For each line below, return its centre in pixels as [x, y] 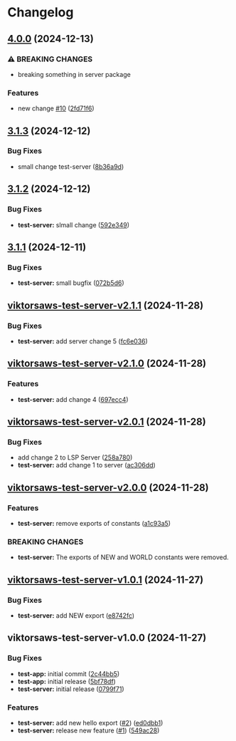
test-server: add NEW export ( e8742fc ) [76, 615]
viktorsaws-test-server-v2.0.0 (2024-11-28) [108, 488]
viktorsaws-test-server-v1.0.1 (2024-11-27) [106, 580]
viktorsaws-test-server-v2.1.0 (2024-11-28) [107, 364]
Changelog [41, 12]
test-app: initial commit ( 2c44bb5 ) [69, 673]
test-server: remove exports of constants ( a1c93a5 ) [94, 523]
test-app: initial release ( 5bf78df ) [66, 681]
